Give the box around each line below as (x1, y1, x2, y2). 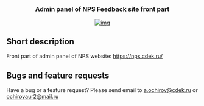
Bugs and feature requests (6, 70, 110, 80)
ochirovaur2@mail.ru (6, 93, 59, 101)
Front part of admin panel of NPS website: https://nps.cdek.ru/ (6, 52, 163, 60)
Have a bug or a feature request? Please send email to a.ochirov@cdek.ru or (6, 87, 198, 94)
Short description (6, 36, 75, 47)
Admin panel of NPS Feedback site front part (35, 5, 170, 13)
